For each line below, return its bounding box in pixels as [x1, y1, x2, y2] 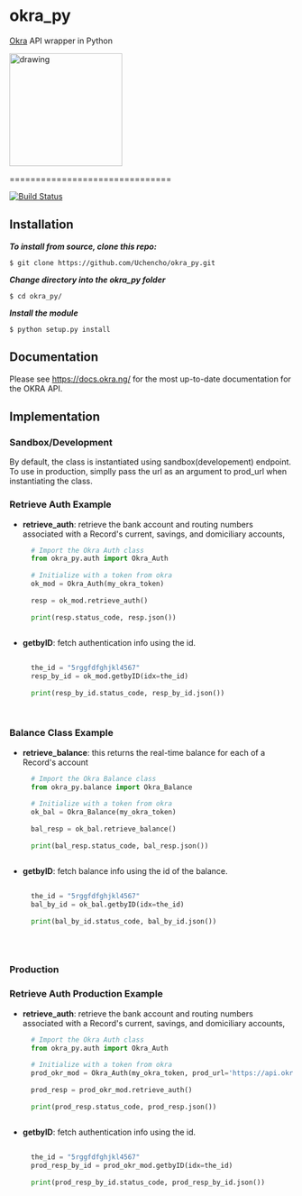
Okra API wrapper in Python [9, 35, 114, 46]
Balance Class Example [9, 727, 114, 740]
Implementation [9, 409, 101, 424]
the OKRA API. [9, 382, 63, 393]
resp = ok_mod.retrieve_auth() [31, 596, 149, 605]
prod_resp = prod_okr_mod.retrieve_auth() [31, 1085, 193, 1094]
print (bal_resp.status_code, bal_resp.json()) [31, 841, 209, 851]
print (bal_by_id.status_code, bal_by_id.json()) [31, 916, 217, 925]
